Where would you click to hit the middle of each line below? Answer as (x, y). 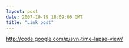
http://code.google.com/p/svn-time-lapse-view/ (64, 39)
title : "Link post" (30, 22)
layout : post (22, 11)
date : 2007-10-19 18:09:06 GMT (44, 17)
